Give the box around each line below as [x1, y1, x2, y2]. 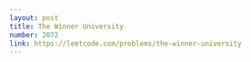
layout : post [9, 13, 59, 23]
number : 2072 [9, 30, 59, 39]
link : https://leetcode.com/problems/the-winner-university [9, 38, 243, 48]
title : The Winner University [9, 22, 125, 31]
